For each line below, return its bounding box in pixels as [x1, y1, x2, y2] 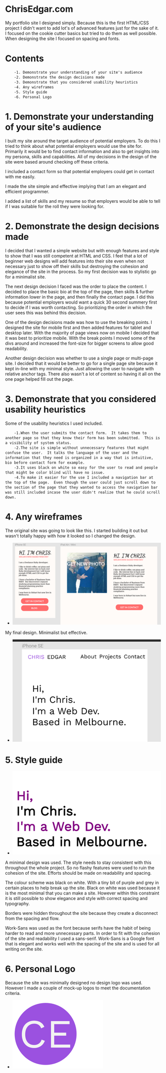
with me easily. [5, 174, 36, 179]
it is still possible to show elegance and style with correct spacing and [5, 895, 148, 901]
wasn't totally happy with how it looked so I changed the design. [5, 533, 136, 538]
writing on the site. [5, 946, 43, 952]
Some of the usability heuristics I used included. [5, 420, 103, 426]
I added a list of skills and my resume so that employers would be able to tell [5, 198, 161, 204]
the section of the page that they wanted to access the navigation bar [5, 485, 158, 490]
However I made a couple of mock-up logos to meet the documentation [5, 985, 151, 991]
